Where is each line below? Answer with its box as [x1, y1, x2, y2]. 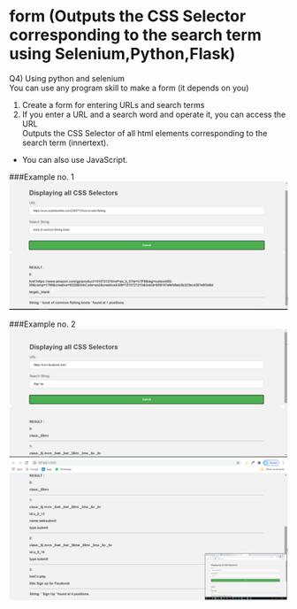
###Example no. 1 [9, 171, 75, 182]
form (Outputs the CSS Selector [9, 6, 247, 27]
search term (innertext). [21, 137, 109, 148]
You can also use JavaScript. [21, 154, 128, 165]
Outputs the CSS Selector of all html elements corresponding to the [21, 127, 268, 138]
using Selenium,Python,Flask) [9, 44, 236, 64]
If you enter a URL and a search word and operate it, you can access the [21, 109, 286, 119]
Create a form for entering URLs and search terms [21, 99, 205, 110]
